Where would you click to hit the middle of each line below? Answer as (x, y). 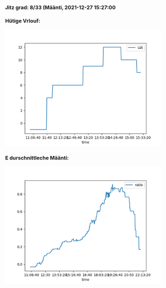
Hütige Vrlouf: (23, 20)
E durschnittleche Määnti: (37, 158)
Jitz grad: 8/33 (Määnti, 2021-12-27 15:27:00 (60, 7)
